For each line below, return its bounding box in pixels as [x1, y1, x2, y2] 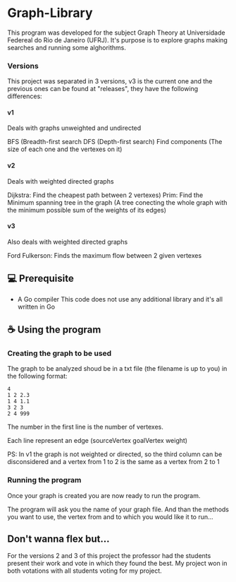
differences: [7, 92, 42, 100]
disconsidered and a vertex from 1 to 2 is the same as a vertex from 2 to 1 [7, 458, 220, 466]
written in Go [17, 302, 55, 311]
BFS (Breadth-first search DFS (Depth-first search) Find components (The [7, 138, 223, 146]
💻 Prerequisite [7, 273, 74, 285]
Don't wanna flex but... [7, 533, 111, 545]
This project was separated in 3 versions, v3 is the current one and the [7, 77, 213, 85]
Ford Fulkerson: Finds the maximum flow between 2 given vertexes [7, 251, 202, 259]
